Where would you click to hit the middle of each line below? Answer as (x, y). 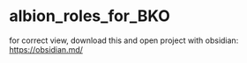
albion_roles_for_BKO (90, 16)
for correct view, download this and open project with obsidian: (124, 40)
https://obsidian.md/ (46, 49)
